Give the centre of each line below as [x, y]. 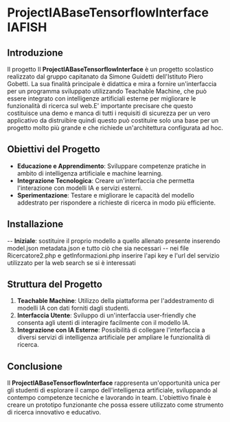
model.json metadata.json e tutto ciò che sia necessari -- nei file [98, 248]
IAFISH [27, 27]
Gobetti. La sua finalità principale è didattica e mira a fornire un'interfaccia [112, 84]
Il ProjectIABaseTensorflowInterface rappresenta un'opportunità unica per [114, 383]
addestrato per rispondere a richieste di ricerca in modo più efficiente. [116, 202]
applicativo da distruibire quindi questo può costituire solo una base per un [113, 120]
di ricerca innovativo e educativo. [54, 412]
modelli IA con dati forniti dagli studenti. [73, 308]
